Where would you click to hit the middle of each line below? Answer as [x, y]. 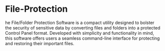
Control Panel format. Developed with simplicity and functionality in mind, [80, 33]
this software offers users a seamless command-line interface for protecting [82, 38]
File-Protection [36, 9]
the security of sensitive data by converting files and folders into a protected [83, 27]
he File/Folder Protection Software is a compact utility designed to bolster [80, 23]
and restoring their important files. [40, 43]
